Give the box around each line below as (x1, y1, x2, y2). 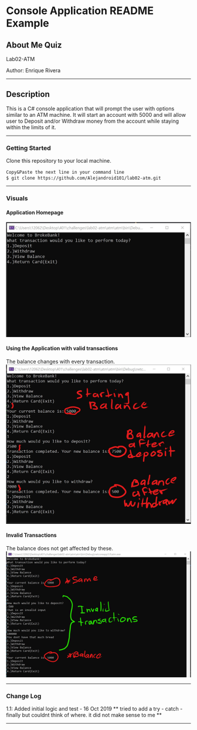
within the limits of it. (6, 123, 56, 130)
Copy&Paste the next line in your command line (6, 169, 125, 176)
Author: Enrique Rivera (6, 67, 61, 74)
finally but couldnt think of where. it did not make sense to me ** (6, 712, 162, 719)
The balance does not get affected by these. (6, 544, 113, 551)
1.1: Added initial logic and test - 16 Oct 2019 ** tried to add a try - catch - (6, 705, 183, 712)
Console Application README (6, 4, 154, 18)
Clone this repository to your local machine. (6, 157, 111, 164)
